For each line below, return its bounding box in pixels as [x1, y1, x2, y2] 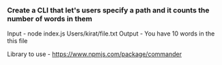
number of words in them [7, 14, 93, 23]
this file [7, 37, 28, 45]
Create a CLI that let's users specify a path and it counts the [7, 5, 210, 15]
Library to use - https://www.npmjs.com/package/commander [7, 50, 182, 58]
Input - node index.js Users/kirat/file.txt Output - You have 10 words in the [7, 29, 215, 38]
